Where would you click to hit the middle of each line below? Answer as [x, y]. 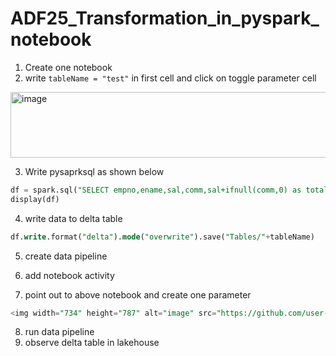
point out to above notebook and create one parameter [138, 294]
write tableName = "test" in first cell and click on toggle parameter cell [170, 78]
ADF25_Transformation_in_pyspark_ [165, 18]
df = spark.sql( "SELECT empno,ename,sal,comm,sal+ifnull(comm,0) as [156, 190]
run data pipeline [59, 332]
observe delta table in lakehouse [92, 343]
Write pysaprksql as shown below [94, 171]
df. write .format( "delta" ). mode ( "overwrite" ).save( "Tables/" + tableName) [162, 237]
